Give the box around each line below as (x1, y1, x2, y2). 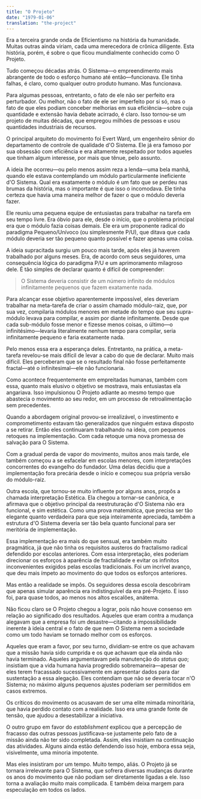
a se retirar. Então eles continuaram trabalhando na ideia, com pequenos (6, 426, 186, 433)
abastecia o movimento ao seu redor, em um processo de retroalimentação (6, 395, 192, 403)
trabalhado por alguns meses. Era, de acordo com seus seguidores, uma (6, 253, 186, 260)
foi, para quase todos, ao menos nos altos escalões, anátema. (6, 594, 160, 601)
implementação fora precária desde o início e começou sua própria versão (6, 470, 191, 477)
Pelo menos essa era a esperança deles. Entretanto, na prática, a (6, 345, 167, 353)
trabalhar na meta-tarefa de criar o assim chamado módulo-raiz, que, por (6, 302, 188, 309)
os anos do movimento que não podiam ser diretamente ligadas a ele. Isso (6, 773, 190, 781)
